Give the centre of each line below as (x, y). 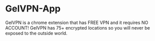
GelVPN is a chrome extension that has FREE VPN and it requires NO (77, 22)
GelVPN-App (33, 9)
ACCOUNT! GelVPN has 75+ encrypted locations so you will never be (78, 27)
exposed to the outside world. (36, 33)
